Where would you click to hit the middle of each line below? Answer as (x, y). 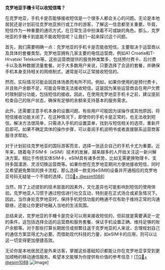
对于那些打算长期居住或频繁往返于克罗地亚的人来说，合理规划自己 (93, 228)
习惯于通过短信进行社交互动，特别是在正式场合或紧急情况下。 (97, 193)
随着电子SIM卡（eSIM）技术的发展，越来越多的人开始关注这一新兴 (85, 152)
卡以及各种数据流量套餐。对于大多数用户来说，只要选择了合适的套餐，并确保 (82, 65)
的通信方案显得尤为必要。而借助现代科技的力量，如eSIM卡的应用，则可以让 (81, 234)
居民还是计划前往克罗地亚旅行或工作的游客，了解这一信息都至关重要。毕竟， (82, 24)
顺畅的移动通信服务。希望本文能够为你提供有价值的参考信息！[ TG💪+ (78, 257)
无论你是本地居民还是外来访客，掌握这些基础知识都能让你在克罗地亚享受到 (80, 251)
